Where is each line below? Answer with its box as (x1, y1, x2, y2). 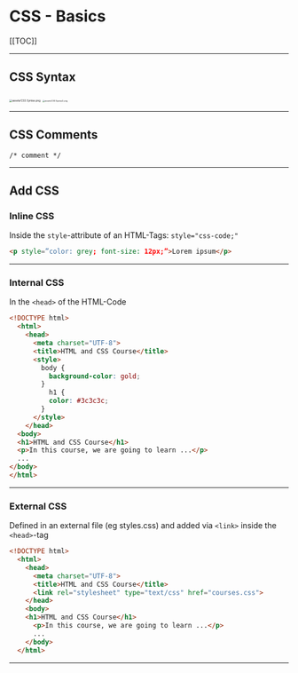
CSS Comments (9, 127, 98, 143)
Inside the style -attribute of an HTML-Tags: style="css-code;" (9, 230, 239, 241)
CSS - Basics (9, 6, 106, 27)
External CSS (9, 500, 67, 512)
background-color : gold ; (48, 371, 141, 381)
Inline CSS (9, 210, 55, 222)
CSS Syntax (9, 69, 76, 85)
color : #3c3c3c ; (48, 397, 109, 406)
